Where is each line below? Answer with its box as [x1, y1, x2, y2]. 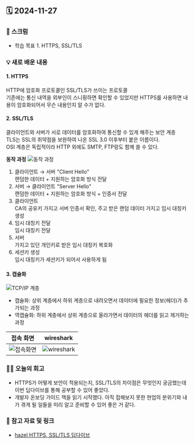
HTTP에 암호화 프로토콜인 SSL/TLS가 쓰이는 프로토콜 [6, 87, 128, 94]
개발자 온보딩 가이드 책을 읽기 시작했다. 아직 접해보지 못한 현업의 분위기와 [14, 394, 182, 401]
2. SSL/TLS [6, 115, 34, 122]
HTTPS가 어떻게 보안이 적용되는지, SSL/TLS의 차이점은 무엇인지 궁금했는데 [14, 379, 187, 386]
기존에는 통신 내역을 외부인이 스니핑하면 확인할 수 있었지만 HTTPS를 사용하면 [6, 94, 182, 101]
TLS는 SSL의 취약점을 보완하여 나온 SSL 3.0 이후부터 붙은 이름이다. [6, 136, 161, 143]
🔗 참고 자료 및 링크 [6, 417, 54, 425]
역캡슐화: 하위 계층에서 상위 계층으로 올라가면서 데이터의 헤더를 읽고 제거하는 [14, 312, 190, 319]
